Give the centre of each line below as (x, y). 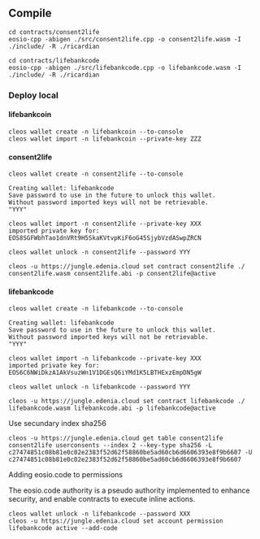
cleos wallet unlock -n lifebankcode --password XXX (100, 514)
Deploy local (33, 95)
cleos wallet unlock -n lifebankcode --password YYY (100, 387)
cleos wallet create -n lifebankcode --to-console (96, 309)
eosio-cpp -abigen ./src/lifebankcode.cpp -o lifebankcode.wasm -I (125, 67)
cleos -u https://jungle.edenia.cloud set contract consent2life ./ (127, 267)
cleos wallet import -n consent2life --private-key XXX (105, 224)
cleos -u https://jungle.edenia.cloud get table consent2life (116, 438)
